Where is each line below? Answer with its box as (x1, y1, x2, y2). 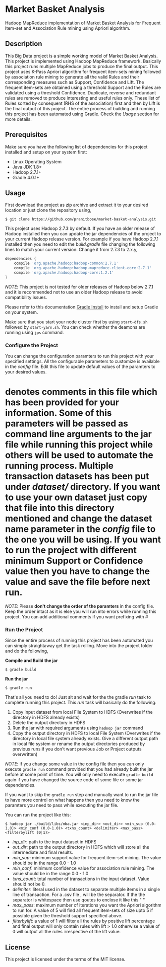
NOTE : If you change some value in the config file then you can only (5, 761, 145, 767)
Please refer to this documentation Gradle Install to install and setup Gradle (5, 304, 159, 310)
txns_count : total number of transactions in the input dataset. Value (12, 876, 150, 882)
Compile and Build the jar (5, 658, 58, 664)
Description (5, 40, 42, 48)
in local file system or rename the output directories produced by (12, 741, 145, 747)
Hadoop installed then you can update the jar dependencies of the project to (5, 231, 162, 237)
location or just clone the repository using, (5, 207, 92, 213)
